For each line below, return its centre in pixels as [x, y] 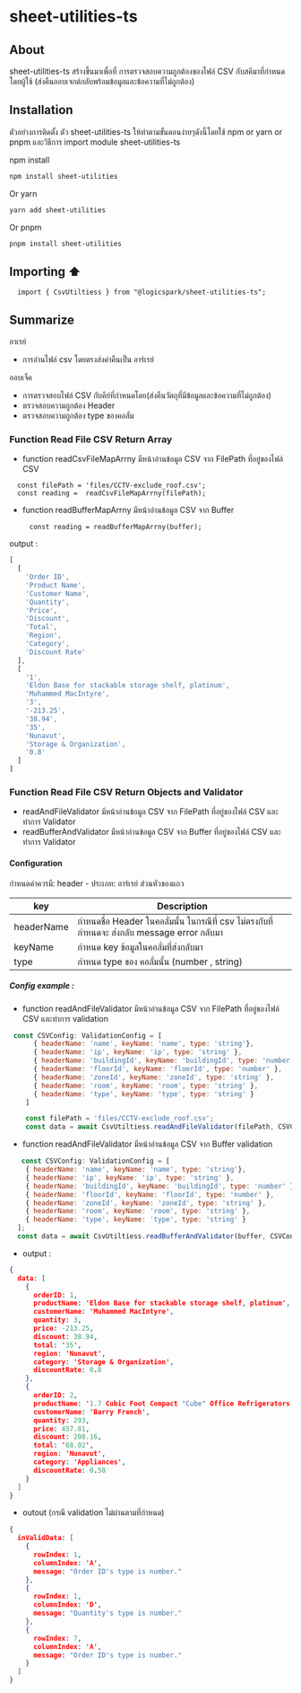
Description [182, 906]
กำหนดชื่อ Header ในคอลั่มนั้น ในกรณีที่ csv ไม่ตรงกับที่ [175, 921]
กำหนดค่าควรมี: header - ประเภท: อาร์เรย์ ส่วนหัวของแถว [97, 883]
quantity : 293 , [61, 1420]
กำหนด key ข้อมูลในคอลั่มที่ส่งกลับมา [140, 947]
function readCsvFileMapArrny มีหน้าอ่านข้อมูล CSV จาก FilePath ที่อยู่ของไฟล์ [153, 459]
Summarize [42, 319]
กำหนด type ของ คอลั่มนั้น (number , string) [160, 962]
